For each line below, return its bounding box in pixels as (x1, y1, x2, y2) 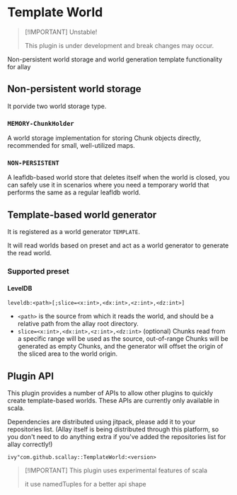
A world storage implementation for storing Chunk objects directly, (7, 134, 202, 142)
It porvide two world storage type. (7, 102, 107, 110)
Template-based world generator (7, 209, 157, 221)
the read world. (7, 249, 52, 257)
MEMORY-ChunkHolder (7, 120, 74, 127)
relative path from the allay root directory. (17, 320, 139, 328)
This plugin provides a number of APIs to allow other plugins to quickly (7, 389, 214, 397)
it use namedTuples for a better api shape (24, 480, 146, 489)
